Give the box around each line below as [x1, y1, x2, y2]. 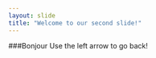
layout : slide [8, 11, 56, 20]
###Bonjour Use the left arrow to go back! [8, 41, 149, 50]
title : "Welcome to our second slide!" [8, 19, 142, 27]
